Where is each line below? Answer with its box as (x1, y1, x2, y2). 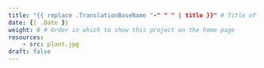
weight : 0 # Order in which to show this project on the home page (8, 26, 236, 34)
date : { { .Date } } (8, 19, 69, 27)
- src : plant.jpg (22, 41, 80, 48)
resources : (8, 33, 44, 41)
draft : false (8, 48, 51, 55)
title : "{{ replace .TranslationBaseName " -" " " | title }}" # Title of (8, 11, 257, 20)
